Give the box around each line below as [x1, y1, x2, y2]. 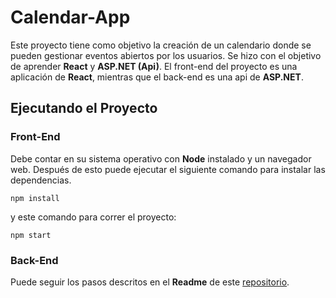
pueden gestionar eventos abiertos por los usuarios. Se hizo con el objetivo [10, 49, 322, 61]
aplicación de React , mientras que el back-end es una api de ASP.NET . [10, 71, 304, 83]
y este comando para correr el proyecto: [10, 211, 177, 223]
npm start [10, 230, 52, 240]
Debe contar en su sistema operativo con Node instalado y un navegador [10, 152, 312, 165]
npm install [10, 193, 60, 203]
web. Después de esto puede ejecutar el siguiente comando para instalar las [10, 163, 326, 175]
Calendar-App [10, 6, 131, 29]
